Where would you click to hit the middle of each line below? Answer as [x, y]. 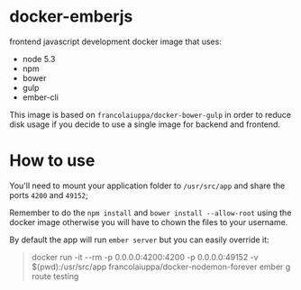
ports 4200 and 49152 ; [49, 195]
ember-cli [40, 97]
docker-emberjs [71, 17]
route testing [55, 276]
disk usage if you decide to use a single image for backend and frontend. [145, 124]
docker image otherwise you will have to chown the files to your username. [149, 222]
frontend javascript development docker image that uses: [116, 41]
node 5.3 [39, 59]
